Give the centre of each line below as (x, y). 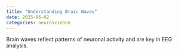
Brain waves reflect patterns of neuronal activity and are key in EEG (89, 40)
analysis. (17, 46)
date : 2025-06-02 (28, 17)
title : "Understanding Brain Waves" (52, 12)
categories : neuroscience (38, 22)
